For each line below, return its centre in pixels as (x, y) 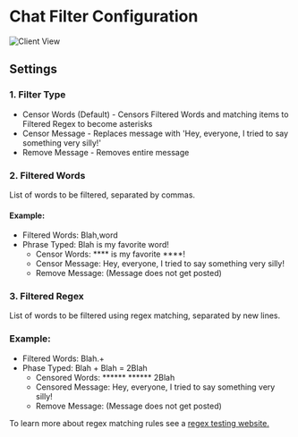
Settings (34, 69)
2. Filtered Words (47, 175)
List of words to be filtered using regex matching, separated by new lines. (145, 315)
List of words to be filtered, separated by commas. (102, 195)
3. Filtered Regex (47, 297)
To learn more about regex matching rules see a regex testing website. (140, 423)
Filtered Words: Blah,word (70, 235)
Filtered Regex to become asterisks (87, 123)
